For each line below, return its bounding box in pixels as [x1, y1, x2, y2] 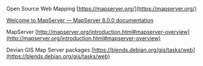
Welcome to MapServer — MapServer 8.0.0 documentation [6, 17, 154, 23]
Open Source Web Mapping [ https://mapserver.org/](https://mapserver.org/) [6, 5, 197, 12]
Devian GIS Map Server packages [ [6, 46, 94, 53]
